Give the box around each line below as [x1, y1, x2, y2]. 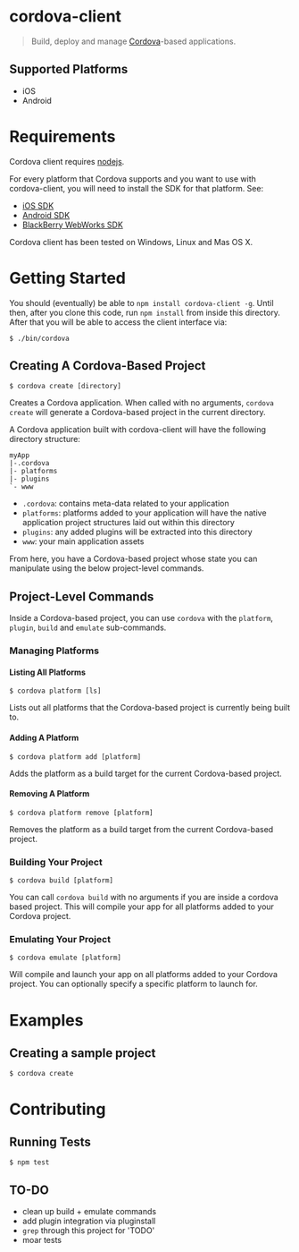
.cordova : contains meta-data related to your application [21, 498, 229, 509]
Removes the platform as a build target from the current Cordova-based [9, 823, 274, 834]
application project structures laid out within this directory [21, 517, 235, 528]
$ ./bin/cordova [9, 334, 70, 343]
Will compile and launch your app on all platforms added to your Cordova [9, 969, 278, 980]
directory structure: [9, 434, 80, 445]
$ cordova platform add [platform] [9, 752, 142, 762]
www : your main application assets [21, 536, 145, 547]
